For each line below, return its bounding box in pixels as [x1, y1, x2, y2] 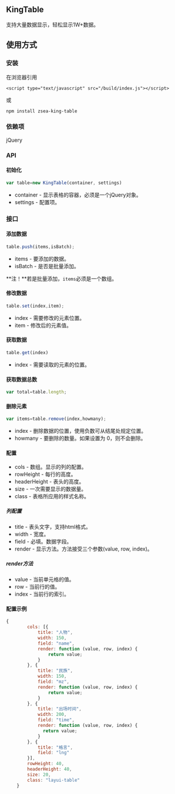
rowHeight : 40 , [27, 761, 65, 767]
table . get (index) [6, 350, 49, 356]
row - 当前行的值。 [14, 583, 60, 591]
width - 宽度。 [14, 531, 49, 538]
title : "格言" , [37, 744, 73, 750]
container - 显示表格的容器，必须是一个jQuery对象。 [14, 191, 142, 198]
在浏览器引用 [6, 74, 37, 81]
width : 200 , [37, 712, 67, 718]
